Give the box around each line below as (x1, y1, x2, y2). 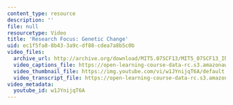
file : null (7, 23, 39, 30)
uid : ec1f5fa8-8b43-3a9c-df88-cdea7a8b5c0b (7, 42, 135, 49)
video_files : (7, 49, 45, 56)
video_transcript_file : (13, 74, 82, 82)
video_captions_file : (13, 61, 76, 68)
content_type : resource (7, 10, 76, 17)
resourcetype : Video (7, 29, 67, 37)
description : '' (7, 17, 54, 23)
